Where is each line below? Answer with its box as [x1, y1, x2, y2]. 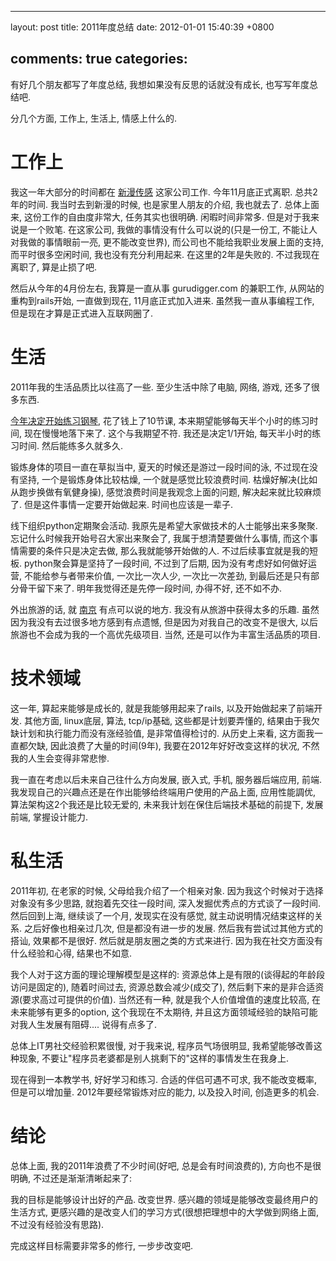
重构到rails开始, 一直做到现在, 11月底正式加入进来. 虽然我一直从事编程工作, [10, 294, 315, 306]
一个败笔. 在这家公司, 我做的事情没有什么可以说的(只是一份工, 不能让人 [27, 223, 318, 235]
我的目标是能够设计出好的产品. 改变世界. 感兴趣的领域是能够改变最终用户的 [10, 1193, 318, 1205]
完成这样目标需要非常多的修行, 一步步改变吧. [10, 1239, 194, 1251]
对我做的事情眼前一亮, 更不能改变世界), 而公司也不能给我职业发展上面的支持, [10, 236, 325, 248]
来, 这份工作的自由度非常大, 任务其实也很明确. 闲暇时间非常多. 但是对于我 [10, 211, 311, 223]
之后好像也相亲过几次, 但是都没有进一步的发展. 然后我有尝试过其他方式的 [23, 922, 323, 934]
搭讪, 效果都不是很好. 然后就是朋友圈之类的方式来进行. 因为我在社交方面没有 [10, 934, 323, 946]
